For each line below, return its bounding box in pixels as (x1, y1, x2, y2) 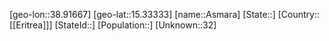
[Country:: (277, 9, 320, 20)
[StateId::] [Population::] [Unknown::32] (54, 19, 217, 31)
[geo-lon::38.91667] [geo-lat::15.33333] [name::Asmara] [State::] (9, 9, 276, 20)
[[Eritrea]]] (9, 19, 53, 31)
